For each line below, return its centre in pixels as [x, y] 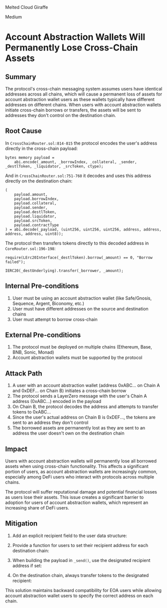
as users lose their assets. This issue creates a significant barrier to [75, 497]
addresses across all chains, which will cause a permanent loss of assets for [84, 94]
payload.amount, [31, 194]
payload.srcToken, [33, 220]
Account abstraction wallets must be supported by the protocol [77, 357]
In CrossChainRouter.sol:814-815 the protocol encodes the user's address [81, 143]
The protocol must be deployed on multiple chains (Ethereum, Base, [82, 347]
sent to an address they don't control [50, 422]
